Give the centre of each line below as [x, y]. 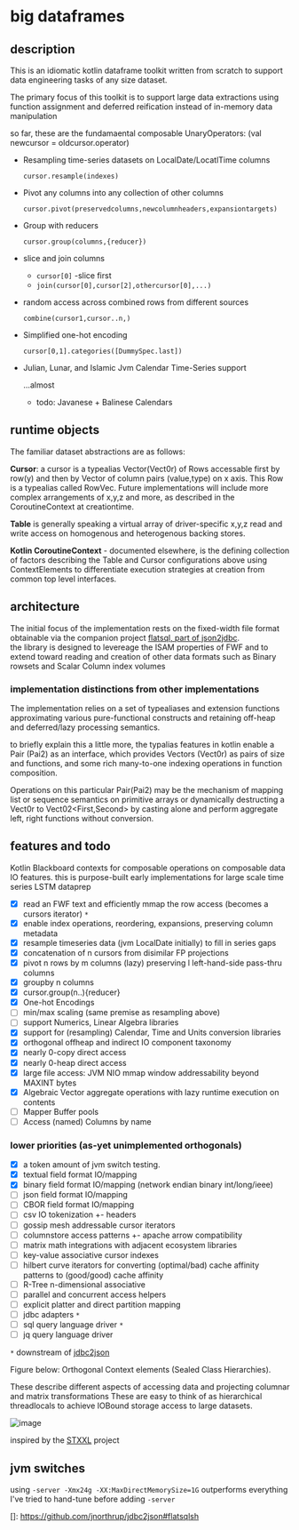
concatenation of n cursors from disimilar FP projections [126, 952]
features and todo [60, 846]
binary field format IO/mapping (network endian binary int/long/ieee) [148, 1185]
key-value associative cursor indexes [90, 1254]
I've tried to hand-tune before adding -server [93, 1499]
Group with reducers [60, 225]
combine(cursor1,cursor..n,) [77, 318]
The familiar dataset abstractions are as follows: [98, 452]
